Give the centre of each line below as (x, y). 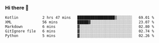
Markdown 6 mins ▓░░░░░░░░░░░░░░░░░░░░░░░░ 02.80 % (79, 27)
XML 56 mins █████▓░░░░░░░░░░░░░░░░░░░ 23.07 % (79, 22)
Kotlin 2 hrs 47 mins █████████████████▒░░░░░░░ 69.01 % (79, 18)
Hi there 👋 (17, 8)
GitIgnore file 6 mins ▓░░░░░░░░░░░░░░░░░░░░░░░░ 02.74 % (79, 31)
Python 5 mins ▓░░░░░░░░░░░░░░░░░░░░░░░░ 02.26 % (79, 36)
